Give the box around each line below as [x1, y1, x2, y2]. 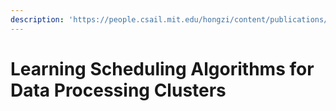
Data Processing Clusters [10, 79, 227, 101]
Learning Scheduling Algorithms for [10, 57, 315, 80]
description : [10, 14, 65, 25]
